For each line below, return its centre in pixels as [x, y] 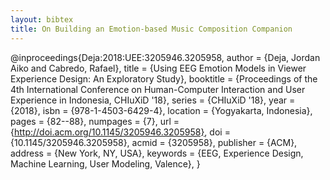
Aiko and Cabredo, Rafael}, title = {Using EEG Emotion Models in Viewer [158, 68]
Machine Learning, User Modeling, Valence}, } [105, 163]
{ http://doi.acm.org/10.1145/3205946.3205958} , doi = [120, 132]
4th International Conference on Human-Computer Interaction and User [158, 89]
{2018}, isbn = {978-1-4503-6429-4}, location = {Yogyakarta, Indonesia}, [161, 110]
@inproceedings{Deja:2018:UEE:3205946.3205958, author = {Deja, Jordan [165, 57]
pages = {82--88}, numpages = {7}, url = [95, 121]
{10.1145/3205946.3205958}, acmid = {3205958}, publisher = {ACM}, [154, 142]
